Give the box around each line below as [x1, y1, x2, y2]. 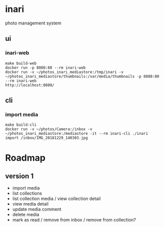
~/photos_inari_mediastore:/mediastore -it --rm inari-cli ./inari [5, 131, 149, 136]
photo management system [5, 20, 61, 26]
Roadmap [5, 152, 46, 163]
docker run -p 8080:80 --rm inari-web [5, 65, 86, 70]
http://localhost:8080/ [5, 82, 55, 88]
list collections [12, 191, 42, 197]
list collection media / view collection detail [12, 196, 101, 202]
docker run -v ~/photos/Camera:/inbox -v [5, 127, 93, 132]
